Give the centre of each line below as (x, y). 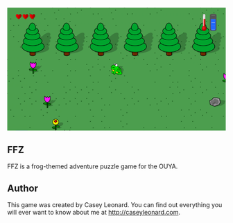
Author (23, 188)
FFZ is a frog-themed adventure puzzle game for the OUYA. (93, 166)
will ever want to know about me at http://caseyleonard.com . (94, 213)
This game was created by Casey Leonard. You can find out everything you (115, 205)
